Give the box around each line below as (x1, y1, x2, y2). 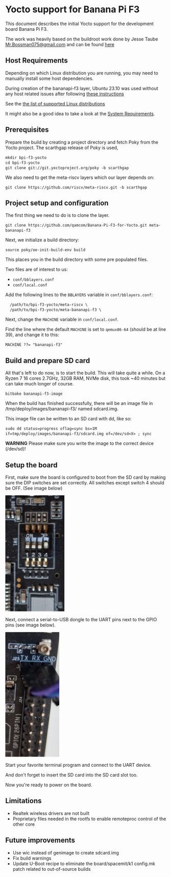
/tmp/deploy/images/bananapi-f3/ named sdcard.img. (5, 406, 119, 412)
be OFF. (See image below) (5, 485, 63, 491)
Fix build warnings (12, 855, 52, 861)
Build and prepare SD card (5, 356, 90, 365)
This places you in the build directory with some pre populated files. (5, 256, 148, 262)
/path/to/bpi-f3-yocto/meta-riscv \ (10, 302, 88, 308)
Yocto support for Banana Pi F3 (5, 4, 140, 15)
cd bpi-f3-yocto (5, 160, 40, 165)
